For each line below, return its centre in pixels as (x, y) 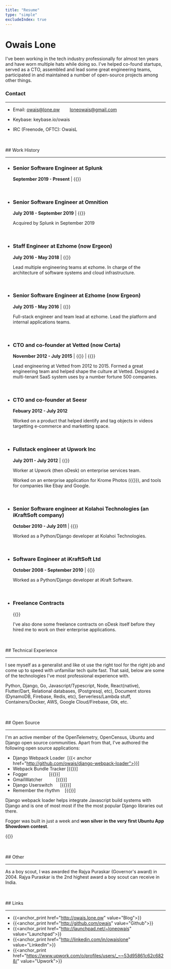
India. (11, 882)
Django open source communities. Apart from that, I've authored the (77, 742)
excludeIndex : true (26, 19)
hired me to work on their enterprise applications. (64, 629)
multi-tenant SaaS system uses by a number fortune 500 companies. (85, 377)
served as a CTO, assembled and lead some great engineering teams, (78, 70)
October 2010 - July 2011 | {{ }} (45, 526)
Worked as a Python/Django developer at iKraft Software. (73, 580)
